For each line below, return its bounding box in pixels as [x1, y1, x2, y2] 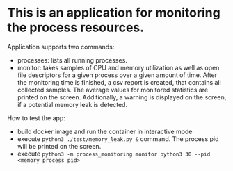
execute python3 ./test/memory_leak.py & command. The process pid [17, 134, 219, 143]
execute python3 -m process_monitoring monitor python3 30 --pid [17, 149, 211, 158]
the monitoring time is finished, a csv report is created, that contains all [17, 78, 221, 86]
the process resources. [7, 19, 145, 35]
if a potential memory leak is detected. [17, 100, 127, 108]
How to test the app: [7, 113, 66, 122]
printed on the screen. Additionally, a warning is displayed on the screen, [17, 92, 227, 101]
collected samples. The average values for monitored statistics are [17, 85, 209, 94]
